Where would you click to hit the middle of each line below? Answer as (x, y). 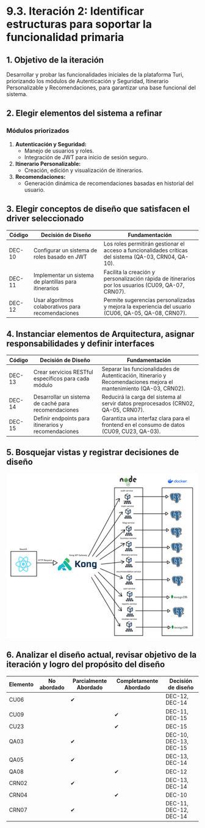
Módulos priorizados (38, 131)
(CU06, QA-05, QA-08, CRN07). (145, 313)
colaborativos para (57, 306)
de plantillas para (55, 282)
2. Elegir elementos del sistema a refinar (85, 114)
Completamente (137, 681)
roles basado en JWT (60, 257)
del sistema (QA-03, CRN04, (140, 257)
